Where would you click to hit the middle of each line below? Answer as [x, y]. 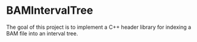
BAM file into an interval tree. [42, 33]
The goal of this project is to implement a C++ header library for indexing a [99, 27]
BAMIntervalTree [50, 10]
